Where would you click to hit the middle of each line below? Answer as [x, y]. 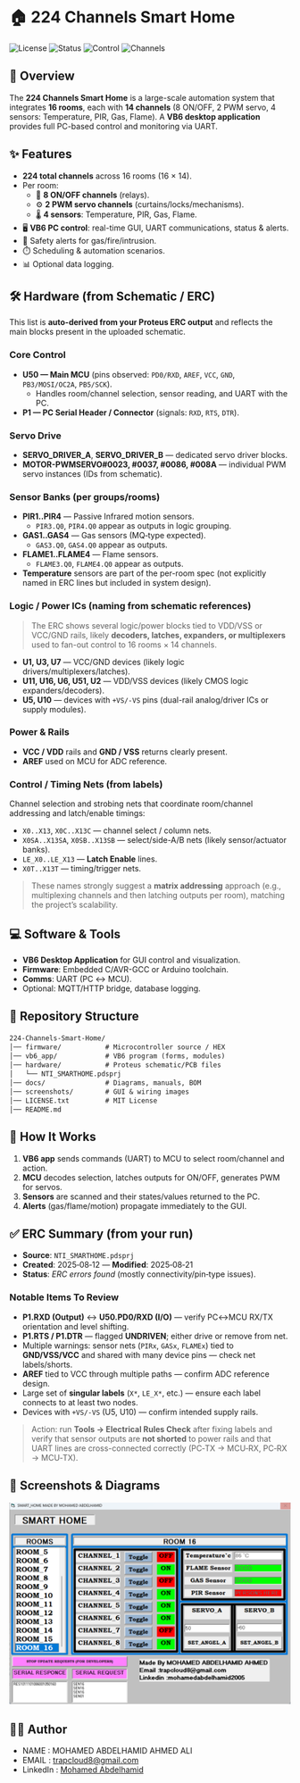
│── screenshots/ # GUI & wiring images [100, 1091]
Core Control [38, 355]
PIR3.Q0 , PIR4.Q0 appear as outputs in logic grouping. [133, 526]
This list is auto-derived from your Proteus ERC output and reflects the [141, 322]
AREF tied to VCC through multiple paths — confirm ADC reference [146, 1374]
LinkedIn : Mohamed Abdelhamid [83, 1770]
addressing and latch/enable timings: [77, 813]
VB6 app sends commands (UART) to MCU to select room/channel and [153, 1158]
